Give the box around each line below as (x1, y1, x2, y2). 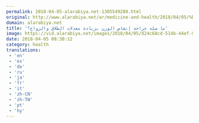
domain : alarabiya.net (6, 20, 62, 25)
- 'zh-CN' (8, 91, 33, 97)
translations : (6, 47, 41, 53)
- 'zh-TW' (8, 96, 33, 102)
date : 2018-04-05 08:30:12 (6, 36, 73, 42)
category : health (6, 42, 49, 48)
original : (6, 14, 31, 20)
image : (6, 31, 23, 37)
